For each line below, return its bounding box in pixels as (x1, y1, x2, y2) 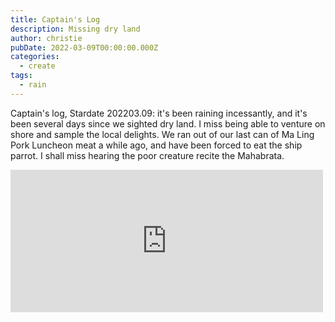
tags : (10, 71, 33, 81)
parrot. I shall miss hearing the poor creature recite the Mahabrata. (10, 149, 285, 161)
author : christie (10, 33, 83, 43)
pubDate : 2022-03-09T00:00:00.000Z (10, 42, 159, 53)
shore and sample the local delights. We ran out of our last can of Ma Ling (10, 128, 315, 140)
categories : (10, 52, 60, 62)
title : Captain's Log (10, 14, 101, 25)
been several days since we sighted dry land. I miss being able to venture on (10, 117, 326, 130)
